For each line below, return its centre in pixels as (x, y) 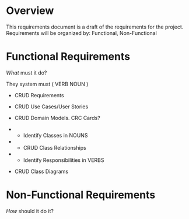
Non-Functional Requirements (81, 195)
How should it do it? (30, 211)
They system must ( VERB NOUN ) (47, 84)
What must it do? (27, 73)
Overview (30, 11)
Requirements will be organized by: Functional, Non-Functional (82, 33)
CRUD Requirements (39, 95)
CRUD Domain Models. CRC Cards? (57, 118)
